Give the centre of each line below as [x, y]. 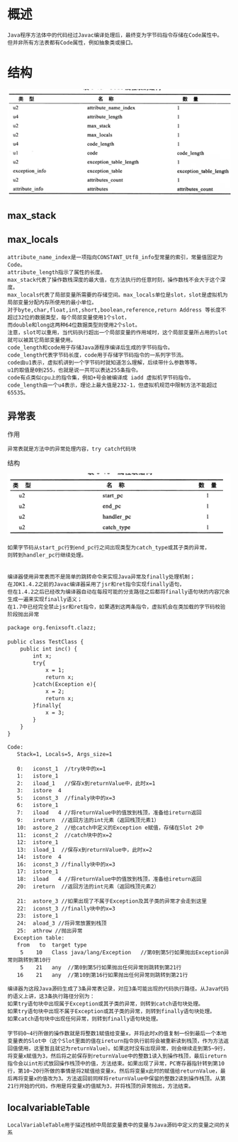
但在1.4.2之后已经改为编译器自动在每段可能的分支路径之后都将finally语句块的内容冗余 [119, 592]
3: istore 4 [39, 790]
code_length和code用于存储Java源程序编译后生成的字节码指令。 [90, 348]
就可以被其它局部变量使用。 [42, 340]
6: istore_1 [38, 805]
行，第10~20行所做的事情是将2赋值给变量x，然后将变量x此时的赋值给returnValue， [114, 1071]
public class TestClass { [45, 641]
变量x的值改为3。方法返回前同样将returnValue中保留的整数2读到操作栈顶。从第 [124, 1078]
